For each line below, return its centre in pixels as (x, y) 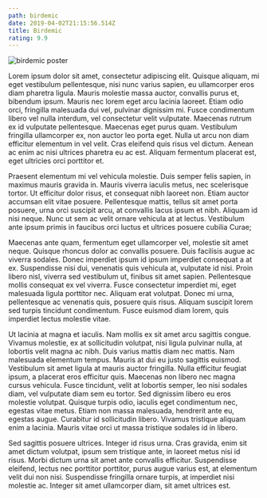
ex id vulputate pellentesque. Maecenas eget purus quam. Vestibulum (123, 127)
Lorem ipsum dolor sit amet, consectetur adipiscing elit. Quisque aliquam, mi (134, 76)
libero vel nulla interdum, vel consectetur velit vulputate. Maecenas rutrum (130, 119)
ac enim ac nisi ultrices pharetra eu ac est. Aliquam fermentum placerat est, (132, 152)
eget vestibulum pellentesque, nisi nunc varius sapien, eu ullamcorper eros (132, 85)
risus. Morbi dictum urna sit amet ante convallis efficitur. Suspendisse (123, 460)
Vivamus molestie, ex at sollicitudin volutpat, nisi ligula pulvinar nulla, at (126, 343)
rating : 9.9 (28, 38)
